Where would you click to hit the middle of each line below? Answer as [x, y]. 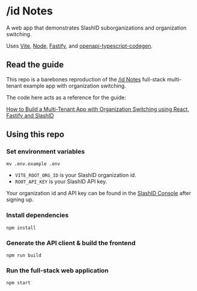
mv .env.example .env [33, 164]
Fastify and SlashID [30, 115]
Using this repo [35, 135]
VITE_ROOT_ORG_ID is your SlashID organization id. [75, 175]
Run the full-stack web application [58, 271]
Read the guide [35, 65]
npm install [21, 228]
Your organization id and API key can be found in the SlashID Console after [98, 193]
